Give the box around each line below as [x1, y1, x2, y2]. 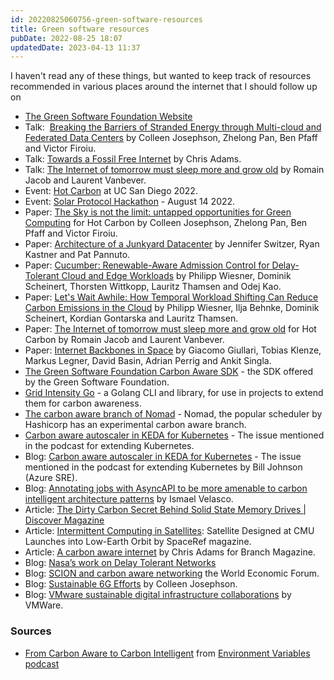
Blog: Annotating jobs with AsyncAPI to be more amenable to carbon [24, 482, 308, 495]
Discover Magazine [24, 514, 105, 526]
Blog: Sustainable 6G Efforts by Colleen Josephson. [24, 578, 238, 590]
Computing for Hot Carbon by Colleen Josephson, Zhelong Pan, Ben [24, 217, 308, 229]
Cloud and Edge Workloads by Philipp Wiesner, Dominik [61, 270, 292, 282]
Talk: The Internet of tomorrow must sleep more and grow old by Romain [24, 164, 325, 176]
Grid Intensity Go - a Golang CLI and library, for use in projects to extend [24, 387, 324, 399]
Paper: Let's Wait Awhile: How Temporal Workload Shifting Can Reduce [24, 291, 319, 303]
